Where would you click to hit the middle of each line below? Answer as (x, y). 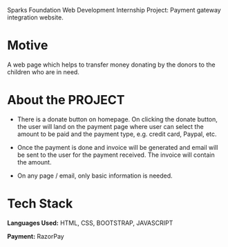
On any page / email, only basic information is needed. (95, 176)
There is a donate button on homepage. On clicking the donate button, (117, 119)
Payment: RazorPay (36, 236)
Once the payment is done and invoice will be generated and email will (117, 147)
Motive (28, 45)
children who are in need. (43, 71)
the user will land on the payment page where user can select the (110, 126)
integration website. (35, 17)
